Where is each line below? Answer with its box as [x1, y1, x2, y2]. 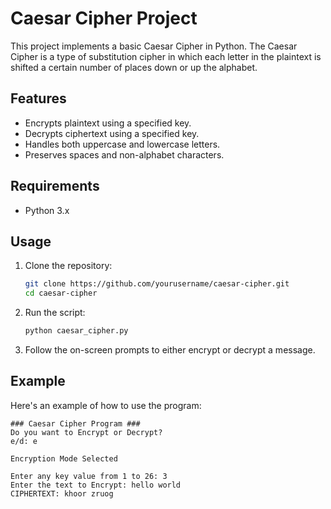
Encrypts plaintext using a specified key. [24, 117, 192, 129]
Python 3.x [24, 204, 70, 216]
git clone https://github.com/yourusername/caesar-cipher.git [24, 279, 290, 289]
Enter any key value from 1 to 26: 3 [10, 471, 168, 481]
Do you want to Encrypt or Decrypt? [10, 427, 163, 437]
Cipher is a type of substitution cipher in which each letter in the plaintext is [10, 50, 322, 62]
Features [10, 90, 67, 107]
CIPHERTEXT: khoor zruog [10, 488, 114, 499]
